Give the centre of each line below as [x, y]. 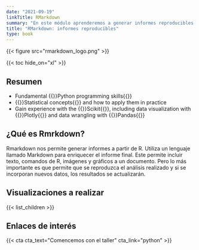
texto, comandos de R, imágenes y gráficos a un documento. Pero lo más [97, 161]
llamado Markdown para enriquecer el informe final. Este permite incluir [94, 155]
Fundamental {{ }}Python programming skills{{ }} [74, 96]
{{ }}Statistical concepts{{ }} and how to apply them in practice [91, 102]
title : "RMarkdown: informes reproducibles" [62, 28]
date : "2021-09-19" [30, 12]
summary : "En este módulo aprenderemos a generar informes [81, 23]
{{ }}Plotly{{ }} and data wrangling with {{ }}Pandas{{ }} [80, 115]
